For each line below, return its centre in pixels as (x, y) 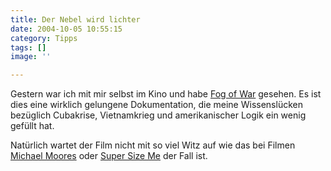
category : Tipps (44, 38)
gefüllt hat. (32, 126)
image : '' (31, 57)
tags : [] (28, 47)
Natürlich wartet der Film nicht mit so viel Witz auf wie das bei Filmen (153, 145)
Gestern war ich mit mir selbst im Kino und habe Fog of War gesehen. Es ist (166, 94)
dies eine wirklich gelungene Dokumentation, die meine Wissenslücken (156, 105)
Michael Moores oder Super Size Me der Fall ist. (109, 156)
